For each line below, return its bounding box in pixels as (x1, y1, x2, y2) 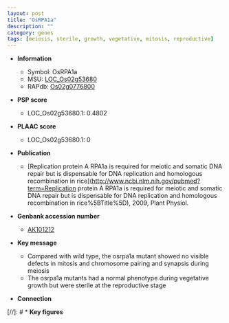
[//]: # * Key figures (7, 308, 63, 316)
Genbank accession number (17, 212, 100, 221)
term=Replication (27, 184, 77, 192)
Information (17, 54, 52, 63)
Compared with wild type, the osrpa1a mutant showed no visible (27, 252, 209, 260)
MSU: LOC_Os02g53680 (27, 75, 98, 83)
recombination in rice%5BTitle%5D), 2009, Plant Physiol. (27, 199, 189, 207)
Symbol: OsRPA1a (27, 68, 78, 76)
